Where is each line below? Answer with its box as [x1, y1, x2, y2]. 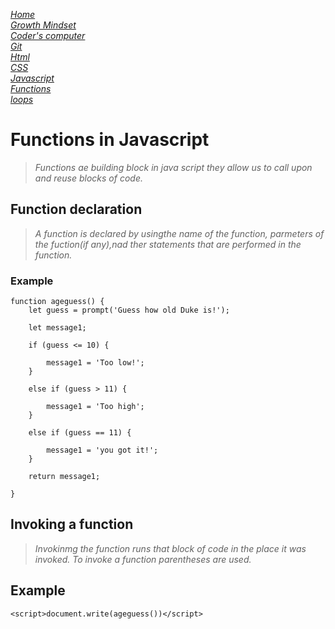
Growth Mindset [10, 19, 77, 31]
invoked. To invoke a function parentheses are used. [34, 553, 252, 565]
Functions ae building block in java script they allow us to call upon [34, 161, 313, 173]
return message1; [28, 472, 101, 482]
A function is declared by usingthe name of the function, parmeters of [34, 227, 325, 239]
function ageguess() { [10, 297, 105, 307]
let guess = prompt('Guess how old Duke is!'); [28, 305, 230, 316]
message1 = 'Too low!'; [46, 358, 145, 368]
